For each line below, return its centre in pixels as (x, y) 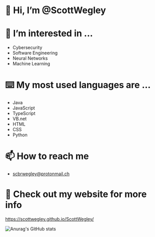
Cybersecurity (27, 48)
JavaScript (24, 108)
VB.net (19, 119)
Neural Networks (30, 58)
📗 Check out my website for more (76, 194)
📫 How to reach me (47, 156)
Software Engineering (35, 53)
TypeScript (24, 113)
